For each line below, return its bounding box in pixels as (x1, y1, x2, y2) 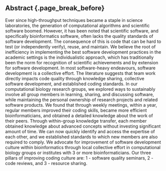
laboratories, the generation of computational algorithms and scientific (5, 22, 150, 28)
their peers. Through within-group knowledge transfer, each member (5, 118, 147, 124)
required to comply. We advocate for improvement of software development (5, 139, 161, 145)
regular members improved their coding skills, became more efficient (5, 107, 147, 113)
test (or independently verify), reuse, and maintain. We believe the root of (5, 43, 156, 49)
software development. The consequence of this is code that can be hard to (5, 38, 162, 44)
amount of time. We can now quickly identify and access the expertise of (5, 128, 156, 134)
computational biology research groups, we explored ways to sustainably (5, 86, 156, 92)
